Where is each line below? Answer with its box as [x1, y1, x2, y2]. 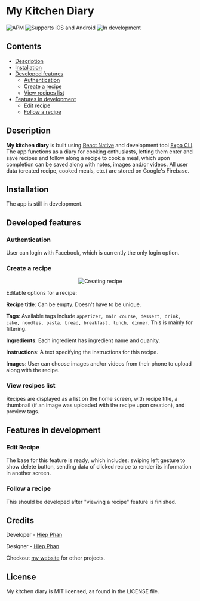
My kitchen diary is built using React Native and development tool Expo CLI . [6, 141, 194, 149]
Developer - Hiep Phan [6, 531, 63, 539]
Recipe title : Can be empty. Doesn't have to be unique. [6, 301, 141, 308]
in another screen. [6, 469, 51, 477]
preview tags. [6, 407, 40, 415]
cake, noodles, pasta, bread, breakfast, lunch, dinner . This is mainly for [6, 319, 193, 326]
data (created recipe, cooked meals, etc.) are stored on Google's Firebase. [6, 167, 190, 174]
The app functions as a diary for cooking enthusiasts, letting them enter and [6, 148, 193, 155]
